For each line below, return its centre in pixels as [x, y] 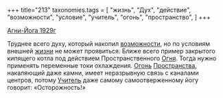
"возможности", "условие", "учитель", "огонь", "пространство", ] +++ [109, 17]
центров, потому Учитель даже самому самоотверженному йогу [103, 80]
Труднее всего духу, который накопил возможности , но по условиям [109, 44]
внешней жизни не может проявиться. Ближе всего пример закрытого [111, 51]
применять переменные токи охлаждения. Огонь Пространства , [102, 65]
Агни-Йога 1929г [32, 30]
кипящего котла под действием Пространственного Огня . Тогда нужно [112, 58]
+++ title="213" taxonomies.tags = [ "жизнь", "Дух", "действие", [99, 10]
